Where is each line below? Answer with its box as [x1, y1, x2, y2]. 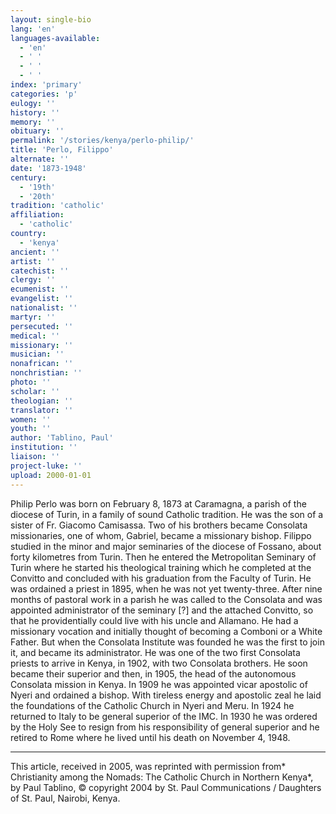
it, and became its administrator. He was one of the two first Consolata [10, 646, 301, 658]
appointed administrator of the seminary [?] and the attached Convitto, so [10, 604, 314, 616]
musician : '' [10, 349, 65, 360]
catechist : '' [10, 266, 70, 276]
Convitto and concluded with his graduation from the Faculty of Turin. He [10, 572, 312, 584]
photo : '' [10, 377, 52, 387]
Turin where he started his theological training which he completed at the [10, 561, 312, 573]
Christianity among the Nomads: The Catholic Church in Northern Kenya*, [10, 771, 314, 783]
